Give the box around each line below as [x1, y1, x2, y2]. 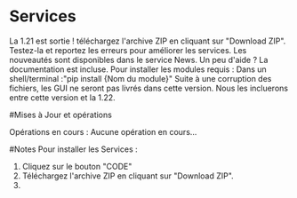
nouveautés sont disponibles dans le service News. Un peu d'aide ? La [9, 54, 269, 65]
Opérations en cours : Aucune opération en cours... [9, 126, 197, 137]
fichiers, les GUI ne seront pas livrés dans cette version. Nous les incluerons [9, 83, 289, 93]
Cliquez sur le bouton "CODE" [21, 161, 132, 171]
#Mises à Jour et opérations [9, 109, 113, 120]
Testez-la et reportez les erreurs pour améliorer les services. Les [9, 44, 247, 55]
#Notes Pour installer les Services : [9, 144, 138, 154]
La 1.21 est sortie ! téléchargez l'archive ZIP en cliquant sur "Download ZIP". [9, 36, 286, 46]
